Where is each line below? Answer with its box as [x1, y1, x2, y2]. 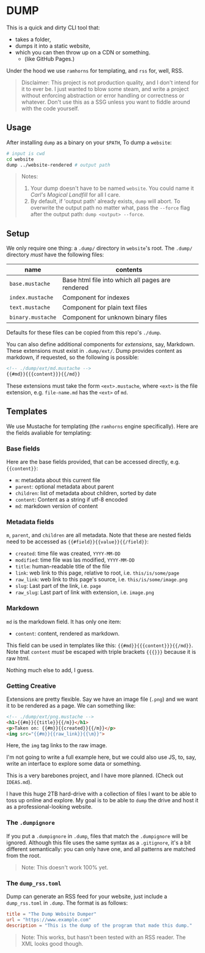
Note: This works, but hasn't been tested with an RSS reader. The [21, 933, 186, 941]
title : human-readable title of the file [15, 563, 110, 570]
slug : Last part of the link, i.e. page [15, 582, 102, 590]
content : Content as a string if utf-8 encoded [15, 496, 128, 504]
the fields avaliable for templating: [6, 429, 92, 437]
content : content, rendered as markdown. [15, 629, 120, 637]
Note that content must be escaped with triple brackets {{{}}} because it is [6, 648, 196, 655]
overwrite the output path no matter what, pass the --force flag [30, 204, 190, 211]
